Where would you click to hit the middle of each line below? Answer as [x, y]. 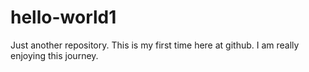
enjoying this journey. [54, 55]
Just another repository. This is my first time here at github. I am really [155, 45]
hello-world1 [63, 17]
